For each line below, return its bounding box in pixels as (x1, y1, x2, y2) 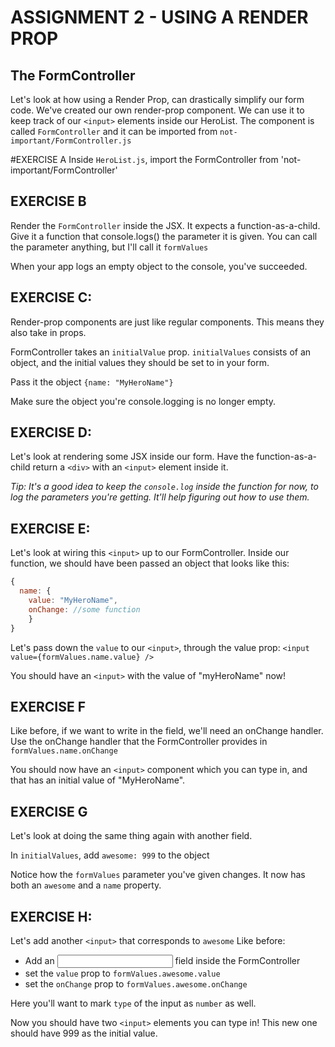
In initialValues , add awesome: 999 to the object (10, 849, 210, 861)
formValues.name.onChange (10, 746, 118, 756)
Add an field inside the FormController (24, 954, 301, 966)
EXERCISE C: (10, 289, 93, 306)
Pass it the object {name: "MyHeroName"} (10, 376, 174, 388)
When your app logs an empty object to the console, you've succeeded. (10, 260, 308, 272)
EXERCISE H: (10, 908, 93, 925)
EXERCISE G (10, 803, 88, 820)
